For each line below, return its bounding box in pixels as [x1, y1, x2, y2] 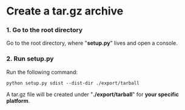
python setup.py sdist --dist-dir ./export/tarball [6, 80, 140, 86]
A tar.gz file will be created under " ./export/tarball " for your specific [6, 91, 179, 98]
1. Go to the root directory [6, 26, 83, 34]
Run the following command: [6, 68, 78, 76]
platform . [6, 97, 30, 104]
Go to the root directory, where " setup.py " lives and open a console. [6, 39, 178, 47]
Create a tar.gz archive [6, 4, 124, 18]
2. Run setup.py [6, 54, 54, 63]
